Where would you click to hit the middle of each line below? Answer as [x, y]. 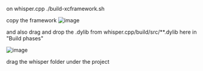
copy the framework [32, 20]
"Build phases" [25, 38]
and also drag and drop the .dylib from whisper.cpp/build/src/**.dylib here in [101, 32]
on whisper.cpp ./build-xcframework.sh [55, 9]
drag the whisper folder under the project [58, 62]
